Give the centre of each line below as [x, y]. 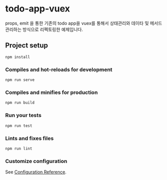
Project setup [27, 45]
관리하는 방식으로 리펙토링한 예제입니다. [44, 29]
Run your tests [23, 115]
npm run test [19, 125]
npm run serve [20, 80]
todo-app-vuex [38, 9]
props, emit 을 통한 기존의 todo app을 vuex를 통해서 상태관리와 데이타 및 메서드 [84, 23]
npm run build [20, 103]
